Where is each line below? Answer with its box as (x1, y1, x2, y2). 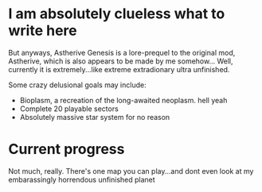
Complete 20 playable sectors (19, 104, 119, 113)
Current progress (8, 140, 125, 159)
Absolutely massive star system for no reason (19, 112, 170, 121)
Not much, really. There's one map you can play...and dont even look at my (8, 166, 254, 175)
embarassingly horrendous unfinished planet (8, 175, 155, 184)
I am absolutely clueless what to (8, 5, 225, 23)
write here (8, 21, 77, 40)
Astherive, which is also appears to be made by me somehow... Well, (8, 56, 233, 66)
